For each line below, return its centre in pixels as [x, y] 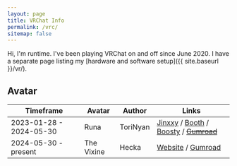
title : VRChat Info [36, 20]
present [24, 152]
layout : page [26, 14]
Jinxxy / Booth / [183, 123]
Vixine [95, 152]
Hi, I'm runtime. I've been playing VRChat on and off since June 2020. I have [119, 54]
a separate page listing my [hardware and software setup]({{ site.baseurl [113, 61]
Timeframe [44, 111]
